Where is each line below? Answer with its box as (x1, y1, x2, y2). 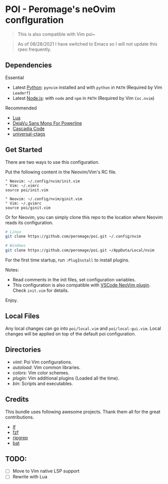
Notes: (5, 267, 19, 273)
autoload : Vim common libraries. (12, 364, 81, 370)
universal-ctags (12, 131, 45, 137)
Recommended (5, 105, 37, 111)
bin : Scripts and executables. (12, 380, 73, 386)
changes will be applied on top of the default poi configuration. (5, 330, 136, 337)
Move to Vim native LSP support (12, 468, 80, 474)
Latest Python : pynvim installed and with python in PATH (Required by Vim (12, 84, 162, 90)
